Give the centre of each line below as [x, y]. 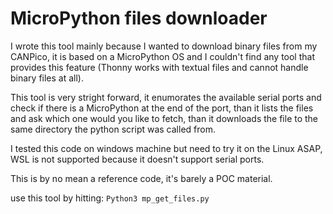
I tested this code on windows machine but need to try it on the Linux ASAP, [166, 148]
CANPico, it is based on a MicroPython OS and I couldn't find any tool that [162, 56]
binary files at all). [47, 78]
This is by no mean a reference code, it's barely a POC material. [141, 178]
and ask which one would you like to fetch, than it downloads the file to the [164, 118]
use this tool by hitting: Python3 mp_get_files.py [110, 198]
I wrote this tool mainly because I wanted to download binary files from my [164, 46]
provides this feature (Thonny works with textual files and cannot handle [159, 67]
